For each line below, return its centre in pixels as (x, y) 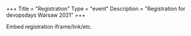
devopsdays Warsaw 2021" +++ (46, 15)
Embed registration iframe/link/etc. (49, 27)
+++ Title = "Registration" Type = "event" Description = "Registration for (96, 9)
